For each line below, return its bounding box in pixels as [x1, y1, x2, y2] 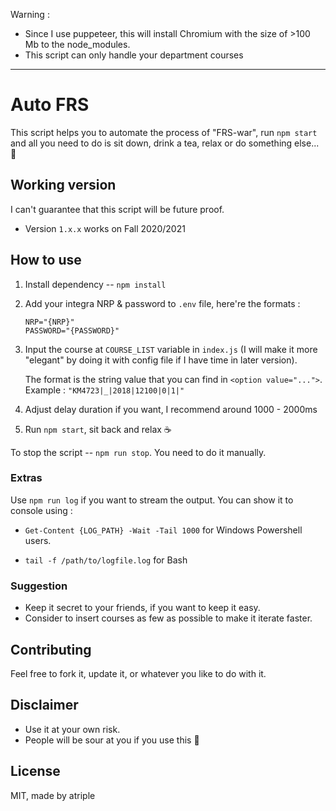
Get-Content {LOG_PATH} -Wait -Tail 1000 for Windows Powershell [24, 524, 303, 536]
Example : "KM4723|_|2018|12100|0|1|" [24, 384, 185, 396]
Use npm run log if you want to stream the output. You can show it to [10, 494, 294, 506]
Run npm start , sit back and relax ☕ [24, 423, 172, 435]
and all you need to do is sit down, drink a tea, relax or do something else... [10, 137, 320, 149]
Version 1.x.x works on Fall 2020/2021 [24, 222, 186, 234]
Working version [10, 177, 117, 194]
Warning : [10, 9, 50, 20]
